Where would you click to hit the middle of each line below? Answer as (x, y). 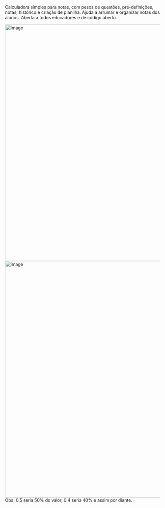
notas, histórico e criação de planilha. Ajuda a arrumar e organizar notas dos (82, 12)
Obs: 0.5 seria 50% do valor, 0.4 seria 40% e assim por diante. (69, 500)
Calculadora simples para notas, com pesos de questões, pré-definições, (79, 7)
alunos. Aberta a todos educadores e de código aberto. (61, 17)
